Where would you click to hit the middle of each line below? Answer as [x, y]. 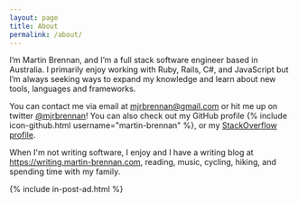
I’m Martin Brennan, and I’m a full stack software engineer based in [134, 60]
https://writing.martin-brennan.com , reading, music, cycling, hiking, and [143, 162]
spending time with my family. [65, 171]
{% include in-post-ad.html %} [66, 189]
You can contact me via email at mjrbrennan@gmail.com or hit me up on [144, 106]
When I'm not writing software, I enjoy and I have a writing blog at [132, 152]
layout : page [34, 18]
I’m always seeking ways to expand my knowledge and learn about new [143, 79]
